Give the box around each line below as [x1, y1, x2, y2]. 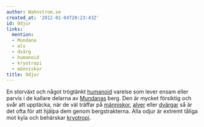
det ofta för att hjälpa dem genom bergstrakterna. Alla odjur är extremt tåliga [6, 107, 198, 115]
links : [6, 26, 23, 32]
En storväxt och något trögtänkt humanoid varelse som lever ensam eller [6, 88, 189, 95]
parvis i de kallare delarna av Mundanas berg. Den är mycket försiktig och [6, 95, 192, 102]
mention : [12, 32, 34, 38]
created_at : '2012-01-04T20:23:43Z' [6, 15, 99, 21]
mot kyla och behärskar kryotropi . [6, 114, 91, 122]
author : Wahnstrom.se [6, 9, 62, 15]
